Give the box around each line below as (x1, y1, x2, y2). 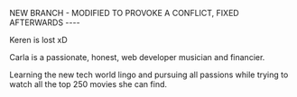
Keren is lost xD (9, 35, 68, 45)
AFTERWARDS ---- (9, 17, 80, 28)
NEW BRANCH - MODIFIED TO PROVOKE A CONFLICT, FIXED (9, 8, 239, 18)
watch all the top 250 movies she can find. (9, 79, 168, 89)
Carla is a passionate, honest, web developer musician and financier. (9, 52, 265, 62)
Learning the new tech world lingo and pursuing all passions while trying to (9, 69, 289, 80)
